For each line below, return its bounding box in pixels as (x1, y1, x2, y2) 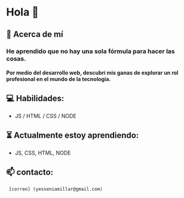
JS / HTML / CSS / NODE (14, 112, 76, 119)
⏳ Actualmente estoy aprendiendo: (6, 131, 139, 141)
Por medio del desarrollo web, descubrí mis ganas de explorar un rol (6, 69, 179, 76)
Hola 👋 (6, 5, 39, 19)
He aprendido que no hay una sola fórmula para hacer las (6, 47, 175, 55)
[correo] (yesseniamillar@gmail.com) (8, 186, 103, 192)
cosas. (6, 54, 26, 63)
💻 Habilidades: (6, 94, 65, 104)
